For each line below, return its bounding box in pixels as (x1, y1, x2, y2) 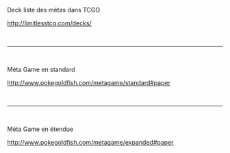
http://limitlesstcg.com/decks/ (7, 19, 92, 27)
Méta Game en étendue (7, 125, 74, 133)
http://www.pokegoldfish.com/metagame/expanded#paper (7, 139, 174, 146)
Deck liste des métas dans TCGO (7, 6, 101, 14)
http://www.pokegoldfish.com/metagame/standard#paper (7, 79, 171, 86)
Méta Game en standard (7, 65, 75, 73)
